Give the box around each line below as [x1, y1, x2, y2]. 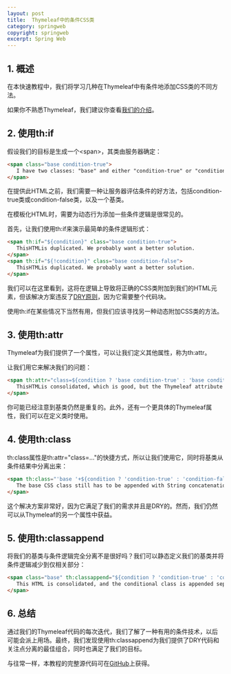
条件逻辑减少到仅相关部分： [7, 561, 86, 569]
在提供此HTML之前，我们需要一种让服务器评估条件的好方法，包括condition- [7, 187, 222, 195]
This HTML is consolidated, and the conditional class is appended [16, 580, 214, 588]
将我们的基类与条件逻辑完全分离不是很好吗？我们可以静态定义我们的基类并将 [7, 552, 224, 561]
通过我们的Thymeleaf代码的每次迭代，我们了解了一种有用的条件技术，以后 [7, 627, 219, 635]
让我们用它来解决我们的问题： [7, 363, 91, 371]
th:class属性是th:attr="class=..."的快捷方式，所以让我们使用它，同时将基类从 [7, 453, 223, 461]
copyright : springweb [7, 29, 69, 36]
